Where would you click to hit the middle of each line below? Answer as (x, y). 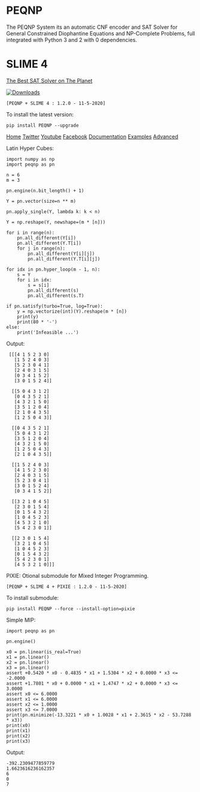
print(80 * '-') (37, 322)
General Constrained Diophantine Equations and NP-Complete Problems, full (101, 33)
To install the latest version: (40, 114)
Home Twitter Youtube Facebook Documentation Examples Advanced (92, 136)
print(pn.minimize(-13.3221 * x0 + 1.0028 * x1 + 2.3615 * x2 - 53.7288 (99, 715)
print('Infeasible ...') (48, 332)
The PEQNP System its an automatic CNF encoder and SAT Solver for (92, 27)
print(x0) (19, 725)
